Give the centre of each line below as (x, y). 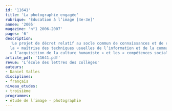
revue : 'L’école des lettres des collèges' (52, 62)
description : (19, 39)
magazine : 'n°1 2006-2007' (34, 29)
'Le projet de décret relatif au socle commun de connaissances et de (87, 43)
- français (17, 81)
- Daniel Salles (23, 72)
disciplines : (19, 77)
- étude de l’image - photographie (43, 100)
